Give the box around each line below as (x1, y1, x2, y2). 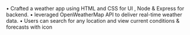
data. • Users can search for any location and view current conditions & (6, 17, 180, 24)
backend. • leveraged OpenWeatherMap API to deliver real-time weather (6, 11, 182, 18)
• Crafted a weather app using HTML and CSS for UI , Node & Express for (6, 5, 184, 12)
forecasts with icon (6, 23, 53, 30)
